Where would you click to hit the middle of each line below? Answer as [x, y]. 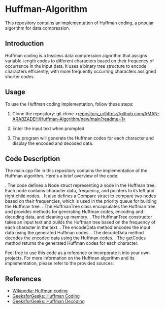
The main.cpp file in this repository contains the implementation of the [76, 171]
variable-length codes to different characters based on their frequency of [80, 61]
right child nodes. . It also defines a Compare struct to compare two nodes [81, 196]
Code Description [33, 158]
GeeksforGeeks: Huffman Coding [46, 296]
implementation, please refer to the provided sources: [60, 264]
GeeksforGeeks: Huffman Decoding [49, 301]
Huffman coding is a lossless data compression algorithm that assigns [76, 55]
